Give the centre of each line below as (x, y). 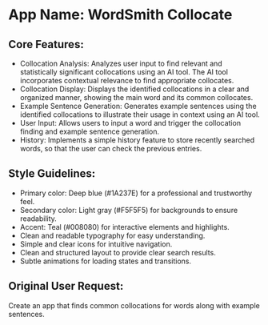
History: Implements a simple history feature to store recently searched (137, 140)
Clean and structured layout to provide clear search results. (118, 252)
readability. (38, 219)
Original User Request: (66, 286)
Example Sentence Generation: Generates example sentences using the (138, 106)
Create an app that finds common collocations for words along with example (134, 305)
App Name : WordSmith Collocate (120, 15)
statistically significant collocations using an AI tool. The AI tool (124, 72)
